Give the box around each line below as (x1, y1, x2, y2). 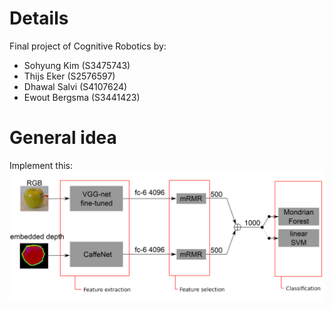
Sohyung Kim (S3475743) (23, 59, 131, 71)
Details (9, 7, 69, 30)
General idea (9, 127, 117, 149)
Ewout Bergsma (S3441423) (23, 91, 141, 103)
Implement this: (9, 159, 74, 171)
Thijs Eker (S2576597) (23, 70, 116, 82)
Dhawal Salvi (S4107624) (23, 80, 128, 92)
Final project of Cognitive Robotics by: (9, 40, 167, 52)
